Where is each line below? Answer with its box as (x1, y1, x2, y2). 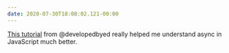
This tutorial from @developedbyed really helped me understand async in (7, 30, 222, 38)
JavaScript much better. (7, 37, 78, 46)
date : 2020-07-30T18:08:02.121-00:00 (7, 10, 119, 18)
